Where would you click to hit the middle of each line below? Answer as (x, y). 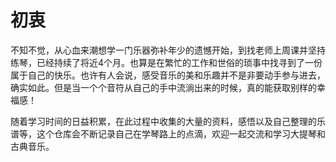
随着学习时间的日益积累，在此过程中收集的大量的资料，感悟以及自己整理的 (163, 121)
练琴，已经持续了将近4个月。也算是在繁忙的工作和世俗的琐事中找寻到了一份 (166, 62)
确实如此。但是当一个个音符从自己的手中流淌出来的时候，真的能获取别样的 (163, 87)
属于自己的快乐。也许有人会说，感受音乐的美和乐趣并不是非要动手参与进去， (168, 75)
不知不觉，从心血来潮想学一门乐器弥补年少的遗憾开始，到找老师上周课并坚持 (168, 50)
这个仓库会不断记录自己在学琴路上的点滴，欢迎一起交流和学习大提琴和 (181, 133)
